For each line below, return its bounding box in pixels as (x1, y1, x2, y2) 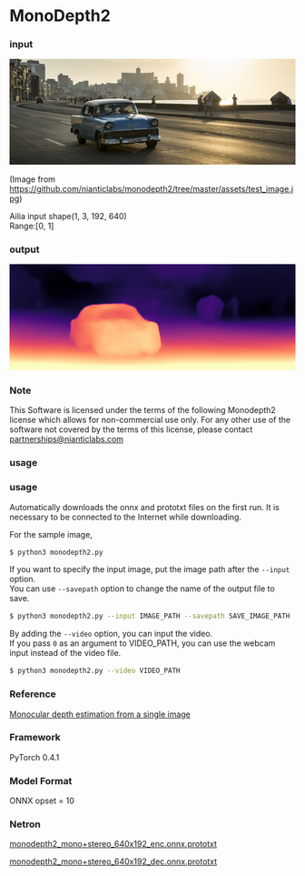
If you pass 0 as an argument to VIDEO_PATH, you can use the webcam (9, 638, 276, 649)
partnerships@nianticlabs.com (9, 434, 124, 445)
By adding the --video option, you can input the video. (9, 629, 213, 639)
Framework (9, 731, 61, 744)
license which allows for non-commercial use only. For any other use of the (9, 415, 291, 426)
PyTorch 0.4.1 (9, 751, 60, 762)
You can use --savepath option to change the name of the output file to (9, 583, 275, 594)
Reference (9, 688, 56, 700)
